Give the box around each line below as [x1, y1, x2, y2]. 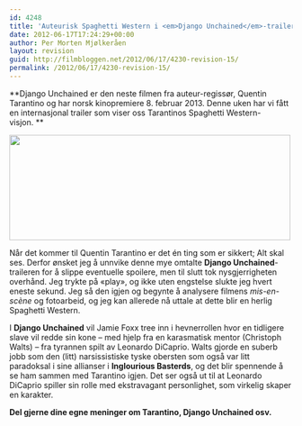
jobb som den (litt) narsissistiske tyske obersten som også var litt [9, 350, 250, 361]
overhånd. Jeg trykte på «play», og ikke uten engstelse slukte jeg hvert [9, 276, 272, 286]
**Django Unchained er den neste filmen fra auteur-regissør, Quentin [9, 87, 267, 99]
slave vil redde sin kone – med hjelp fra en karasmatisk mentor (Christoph [9, 331, 281, 342]
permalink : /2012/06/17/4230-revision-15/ [9, 64, 171, 73]
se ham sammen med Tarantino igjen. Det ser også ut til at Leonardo [9, 370, 262, 381]
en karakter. [9, 389, 54, 400]
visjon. [9, 116, 34, 127]
